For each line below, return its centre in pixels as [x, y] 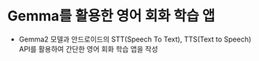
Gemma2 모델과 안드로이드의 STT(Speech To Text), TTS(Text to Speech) [135, 39]
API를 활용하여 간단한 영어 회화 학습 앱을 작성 [88, 48]
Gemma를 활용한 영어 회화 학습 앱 [111, 16]
